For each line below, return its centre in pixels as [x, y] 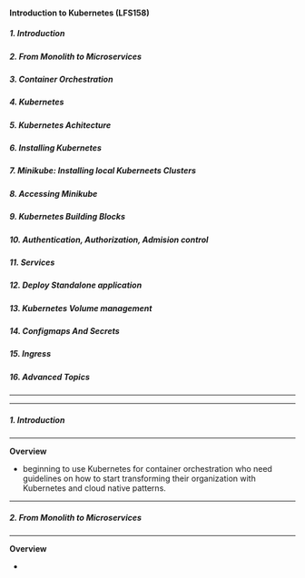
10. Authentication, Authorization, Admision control [109, 240]
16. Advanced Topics [50, 377]
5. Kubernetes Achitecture [60, 125]
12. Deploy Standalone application [76, 285]
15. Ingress [30, 354]
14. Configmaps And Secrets [64, 331]
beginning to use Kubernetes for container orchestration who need [147, 469]
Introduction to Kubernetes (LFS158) [79, 13]
